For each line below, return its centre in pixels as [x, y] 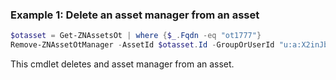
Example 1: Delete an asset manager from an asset [135, 15]
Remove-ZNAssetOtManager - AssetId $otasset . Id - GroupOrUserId [142, 45]
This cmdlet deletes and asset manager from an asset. [122, 64]
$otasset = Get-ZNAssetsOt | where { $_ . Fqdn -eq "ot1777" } [136, 36]
